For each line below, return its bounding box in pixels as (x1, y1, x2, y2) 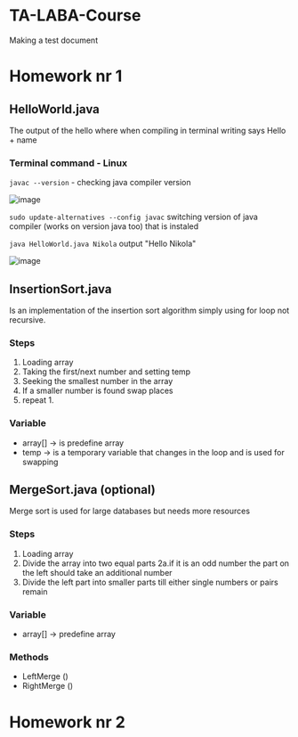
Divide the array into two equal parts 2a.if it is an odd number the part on (21, 558, 290, 569)
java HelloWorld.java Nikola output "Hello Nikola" (9, 238, 197, 250)
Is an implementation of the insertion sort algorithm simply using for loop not (9, 305, 290, 316)
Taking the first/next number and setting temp (21, 366, 191, 377)
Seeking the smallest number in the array (21, 376, 173, 387)
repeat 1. (21, 395, 54, 405)
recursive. (9, 315, 46, 325)
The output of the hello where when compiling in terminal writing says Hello (9, 125, 286, 135)
